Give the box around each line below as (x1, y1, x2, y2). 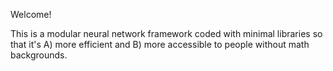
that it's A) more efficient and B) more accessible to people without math (10, 39, 310, 50)
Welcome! (10, 9, 52, 20)
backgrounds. (10, 49, 68, 61)
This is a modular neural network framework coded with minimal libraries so (10, 28, 323, 39)
